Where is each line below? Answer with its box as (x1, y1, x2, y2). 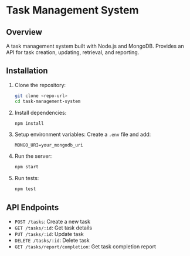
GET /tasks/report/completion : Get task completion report (14, 243, 157, 250)
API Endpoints (6, 202, 59, 212)
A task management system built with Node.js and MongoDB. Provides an (6, 42, 184, 49)
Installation (6, 66, 48, 76)
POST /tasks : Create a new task (14, 218, 91, 225)
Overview (6, 27, 43, 37)
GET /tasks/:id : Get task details (14, 224, 93, 231)
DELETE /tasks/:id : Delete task (14, 237, 90, 244)
